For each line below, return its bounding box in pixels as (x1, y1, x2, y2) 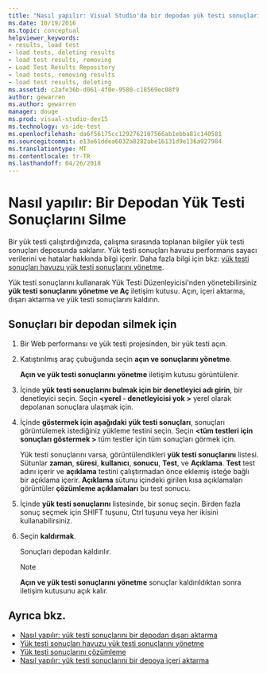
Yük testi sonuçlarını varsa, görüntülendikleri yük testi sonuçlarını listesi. (19, 449, 259, 459)
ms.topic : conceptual (8, 26, 80, 34)
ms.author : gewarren (8, 100, 77, 108)
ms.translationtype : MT (8, 145, 87, 153)
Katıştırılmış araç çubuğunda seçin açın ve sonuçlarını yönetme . (19, 354, 232, 364)
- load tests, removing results (8, 71, 115, 79)
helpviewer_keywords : (8, 33, 80, 42)
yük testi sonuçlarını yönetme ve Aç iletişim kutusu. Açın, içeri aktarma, (8, 286, 246, 296)
